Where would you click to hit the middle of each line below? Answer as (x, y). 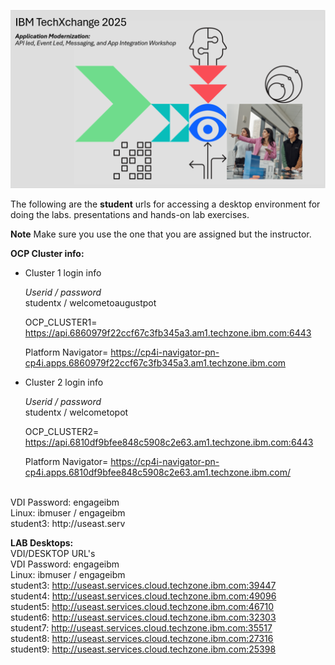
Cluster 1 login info (63, 273)
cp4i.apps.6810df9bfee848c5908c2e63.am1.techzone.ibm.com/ (158, 472)
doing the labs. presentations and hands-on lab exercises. (130, 215)
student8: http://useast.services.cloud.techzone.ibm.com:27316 (142, 639)
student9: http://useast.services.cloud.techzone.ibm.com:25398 (143, 649)
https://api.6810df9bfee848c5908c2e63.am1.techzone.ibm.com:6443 (169, 442)
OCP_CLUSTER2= (62, 432)
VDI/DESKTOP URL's (53, 554)
